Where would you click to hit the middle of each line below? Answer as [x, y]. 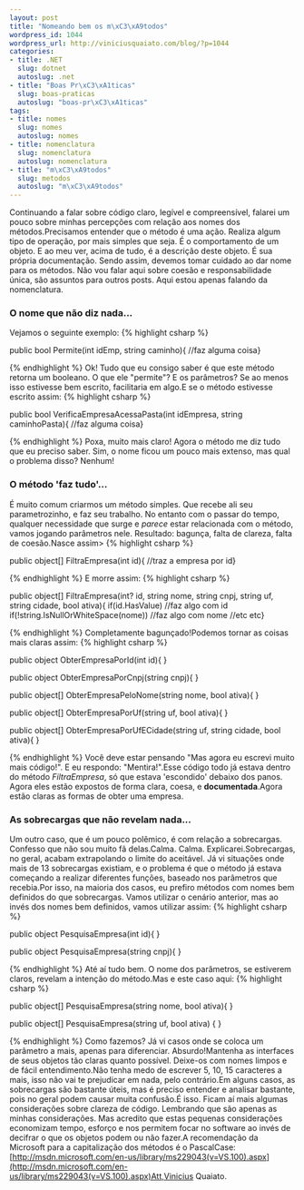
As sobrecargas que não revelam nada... [101, 820]
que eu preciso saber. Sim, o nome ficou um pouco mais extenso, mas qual [150, 451]
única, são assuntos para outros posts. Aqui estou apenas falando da [138, 280]
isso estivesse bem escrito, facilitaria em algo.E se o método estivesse [142, 388]
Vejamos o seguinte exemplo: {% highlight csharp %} [109, 333]
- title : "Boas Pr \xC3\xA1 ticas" [73, 85]
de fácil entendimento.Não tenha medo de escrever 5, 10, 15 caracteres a [146, 1070]
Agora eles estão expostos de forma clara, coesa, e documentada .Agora [146, 786]
